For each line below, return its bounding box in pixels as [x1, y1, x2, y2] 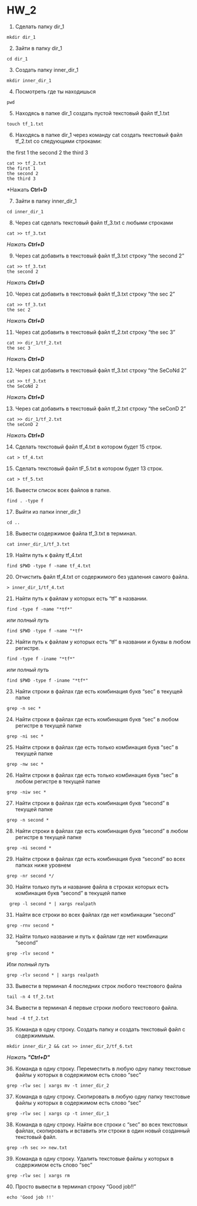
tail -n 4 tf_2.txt [6, 994, 55, 1000]
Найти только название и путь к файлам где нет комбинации [15, 933, 168, 940]
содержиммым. [15, 1032, 55, 1039]
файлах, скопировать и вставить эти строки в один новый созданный [15, 1127, 190, 1134]
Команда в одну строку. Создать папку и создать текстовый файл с [15, 1026, 185, 1033]
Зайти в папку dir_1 [15, 45, 62, 52]
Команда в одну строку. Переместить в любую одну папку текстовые [15, 1065, 191, 1072]
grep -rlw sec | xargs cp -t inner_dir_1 [6, 1110, 110, 1117]
